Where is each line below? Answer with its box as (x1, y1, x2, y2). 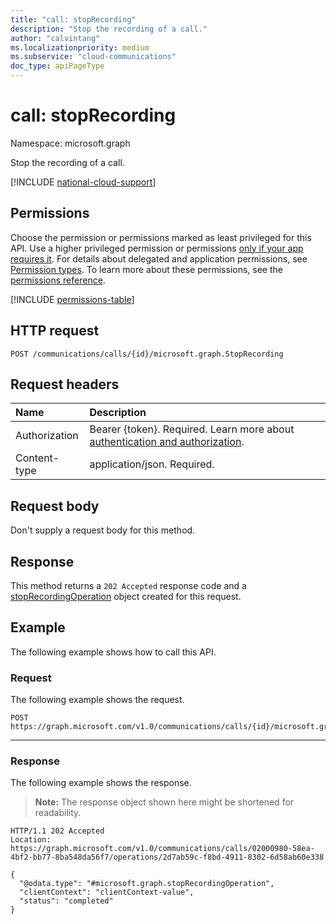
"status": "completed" (19, 896, 114, 906)
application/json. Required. (89, 457, 215, 471)
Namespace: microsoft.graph (10, 137, 131, 149)
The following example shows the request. (10, 694, 185, 706)
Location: (10, 835, 52, 845)
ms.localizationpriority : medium (10, 42, 150, 53)
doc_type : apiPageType (10, 61, 105, 71)
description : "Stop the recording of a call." (10, 24, 208, 34)
